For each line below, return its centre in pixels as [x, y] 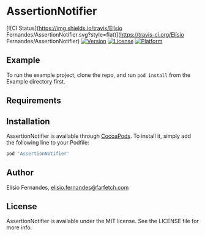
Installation [28, 121]
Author [20, 173]
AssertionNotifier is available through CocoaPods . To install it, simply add [99, 136]
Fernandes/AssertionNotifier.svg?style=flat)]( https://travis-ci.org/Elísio [95, 34]
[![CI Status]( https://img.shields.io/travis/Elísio [64, 28]
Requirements [34, 101]
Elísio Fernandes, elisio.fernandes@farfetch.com [68, 187]
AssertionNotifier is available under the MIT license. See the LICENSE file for [102, 221]
